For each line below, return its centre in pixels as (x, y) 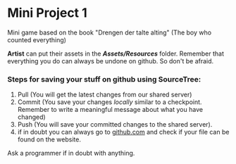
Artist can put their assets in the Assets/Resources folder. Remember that (116, 53)
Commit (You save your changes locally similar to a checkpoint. (110, 102)
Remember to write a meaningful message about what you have (110, 110)
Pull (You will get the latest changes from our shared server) (105, 95)
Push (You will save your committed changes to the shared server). (115, 125)
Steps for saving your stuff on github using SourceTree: (104, 79)
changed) (31, 117)
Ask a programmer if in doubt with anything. (71, 153)
